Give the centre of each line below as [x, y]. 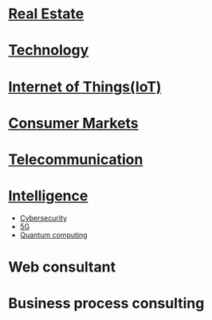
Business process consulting [106, 304]
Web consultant [62, 267]
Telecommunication [76, 159]
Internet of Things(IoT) [85, 86]
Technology [49, 51]
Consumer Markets [73, 123]
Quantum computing [53, 235]
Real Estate [46, 14]
